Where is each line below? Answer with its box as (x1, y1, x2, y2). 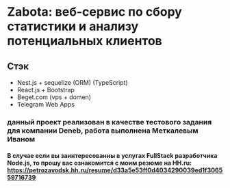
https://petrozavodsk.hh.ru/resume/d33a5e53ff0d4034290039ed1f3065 (7, 165, 223, 174)
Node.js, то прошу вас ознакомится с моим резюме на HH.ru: (7, 159, 192, 167)
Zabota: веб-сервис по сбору (7, 4, 183, 20)
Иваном (7, 134, 36, 144)
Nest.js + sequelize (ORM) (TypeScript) (16, 79, 128, 86)
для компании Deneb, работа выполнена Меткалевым (7, 126, 199, 135)
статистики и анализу (7, 18, 139, 34)
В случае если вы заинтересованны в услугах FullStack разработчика (7, 151, 218, 159)
